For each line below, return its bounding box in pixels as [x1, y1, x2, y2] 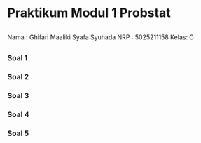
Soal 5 [7, 128, 29, 138]
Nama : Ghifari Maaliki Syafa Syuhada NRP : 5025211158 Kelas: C [7, 33, 195, 41]
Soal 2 [7, 71, 29, 81]
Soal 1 [7, 53, 28, 62]
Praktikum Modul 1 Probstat [7, 5, 171, 21]
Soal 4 [7, 109, 29, 119]
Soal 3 [7, 90, 29, 100]
